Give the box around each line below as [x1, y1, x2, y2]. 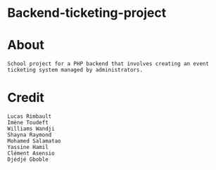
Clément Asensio [7, 150, 55, 157]
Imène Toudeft [7, 119, 49, 126]
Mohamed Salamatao [7, 138, 61, 145]
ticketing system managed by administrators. [7, 67, 143, 74]
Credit [7, 90, 44, 106]
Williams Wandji [7, 125, 55, 133]
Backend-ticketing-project [7, 5, 167, 21]
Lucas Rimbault [7, 113, 52, 120]
